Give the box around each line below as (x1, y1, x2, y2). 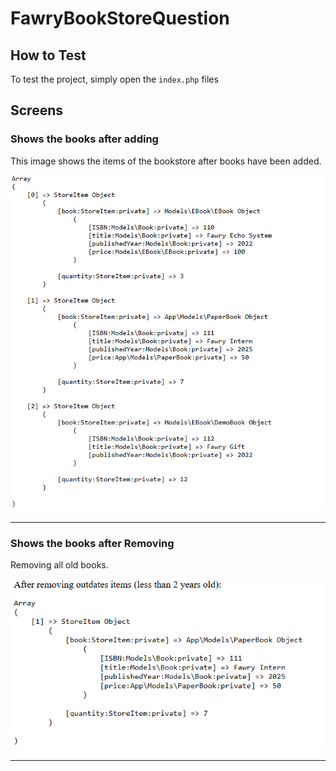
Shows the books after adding (10, 132, 159, 146)
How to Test (10, 47, 87, 64)
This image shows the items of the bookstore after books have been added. (10, 155, 322, 167)
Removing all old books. (10, 559, 109, 571)
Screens (10, 102, 63, 119)
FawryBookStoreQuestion (10, 7, 230, 30)
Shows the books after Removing (10, 536, 175, 550)
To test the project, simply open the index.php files (10, 73, 219, 85)
